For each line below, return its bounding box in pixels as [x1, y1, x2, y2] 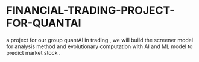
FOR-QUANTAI [6, 16, 81, 30]
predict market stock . [6, 49, 61, 56]
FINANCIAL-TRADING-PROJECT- [6, 4, 175, 17]
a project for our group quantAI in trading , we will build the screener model [6, 36, 194, 43]
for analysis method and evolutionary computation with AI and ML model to [6, 43, 193, 50]
